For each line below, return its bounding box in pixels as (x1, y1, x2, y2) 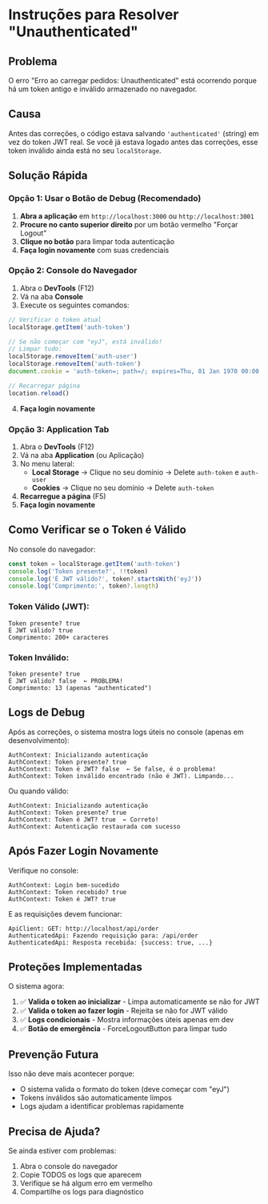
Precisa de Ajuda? (8, 1125, 101, 1138)
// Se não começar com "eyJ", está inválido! (8, 338, 162, 346)
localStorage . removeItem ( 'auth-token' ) (8, 360, 142, 368)
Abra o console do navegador (19, 1161, 118, 1170)
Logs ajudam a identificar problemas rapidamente (19, 1102, 184, 1111)
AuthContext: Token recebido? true (8, 888, 127, 896)
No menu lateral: (19, 459, 75, 468)
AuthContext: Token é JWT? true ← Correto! (8, 815, 159, 824)
